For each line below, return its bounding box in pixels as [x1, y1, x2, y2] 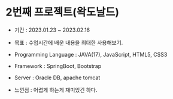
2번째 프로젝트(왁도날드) [5, 5, 119, 19]
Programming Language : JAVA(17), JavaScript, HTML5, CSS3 [14, 51, 168, 58]
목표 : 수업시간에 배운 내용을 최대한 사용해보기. [14, 39, 123, 46]
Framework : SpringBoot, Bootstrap [14, 62, 102, 69]
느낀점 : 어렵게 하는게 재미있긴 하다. [14, 86, 98, 93]
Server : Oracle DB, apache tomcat [14, 74, 101, 81]
